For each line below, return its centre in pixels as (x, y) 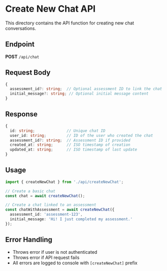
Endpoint (20, 44)
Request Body (28, 72)
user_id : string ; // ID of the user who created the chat (81, 135)
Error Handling (29, 240)
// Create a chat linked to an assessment (51, 205)
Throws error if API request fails (46, 257)
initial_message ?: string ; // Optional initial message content (79, 94)
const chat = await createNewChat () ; (45, 196)
